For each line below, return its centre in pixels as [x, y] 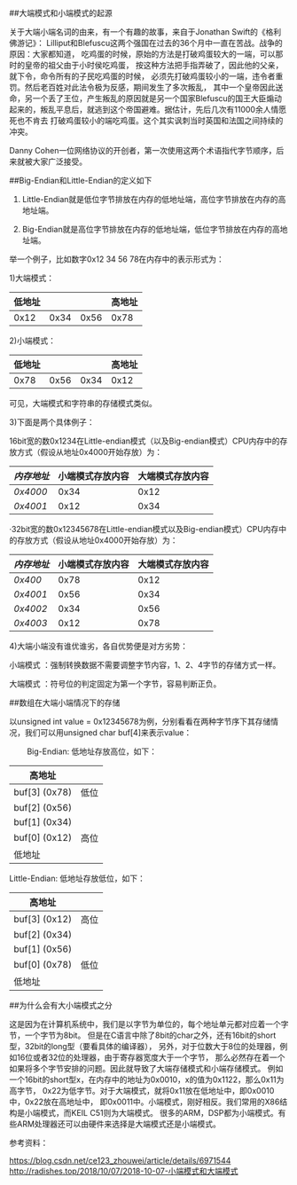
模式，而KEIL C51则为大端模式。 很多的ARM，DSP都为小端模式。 [159, 1113]
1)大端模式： [32, 278]
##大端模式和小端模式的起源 [61, 13]
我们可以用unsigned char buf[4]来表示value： [108, 733]
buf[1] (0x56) [43, 949]
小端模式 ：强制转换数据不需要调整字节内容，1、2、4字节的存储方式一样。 [145, 665]
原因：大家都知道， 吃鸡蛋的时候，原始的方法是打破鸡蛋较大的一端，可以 [142, 54]
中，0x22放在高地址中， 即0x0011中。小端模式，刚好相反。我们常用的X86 [145, 1102]
